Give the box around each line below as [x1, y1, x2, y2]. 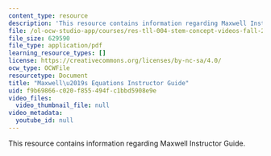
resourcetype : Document [8, 72, 89, 80]
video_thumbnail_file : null [15, 101, 110, 109]
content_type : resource [8, 11, 89, 20]
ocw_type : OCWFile [8, 64, 70, 72]
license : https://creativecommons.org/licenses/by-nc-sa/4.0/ [8, 57, 222, 65]
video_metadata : [8, 109, 63, 117]
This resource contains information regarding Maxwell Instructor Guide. [8, 138, 246, 148]
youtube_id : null [15, 117, 74, 125]
